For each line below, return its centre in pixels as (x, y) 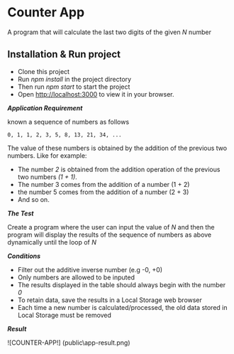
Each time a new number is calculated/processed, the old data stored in (122, 307)
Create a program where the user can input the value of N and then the (111, 227)
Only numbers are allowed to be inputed (76, 277)
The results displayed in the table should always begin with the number (121, 284)
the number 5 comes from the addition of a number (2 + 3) (103, 192)
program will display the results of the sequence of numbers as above (110, 235)
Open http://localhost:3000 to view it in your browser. (96, 94)
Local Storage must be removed (65, 315)
